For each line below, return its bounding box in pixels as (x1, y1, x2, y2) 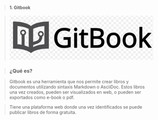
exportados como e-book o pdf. (9, 95, 75, 101)
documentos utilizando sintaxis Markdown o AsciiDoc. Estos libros (9, 84, 145, 90)
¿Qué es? (9, 67, 33, 74)
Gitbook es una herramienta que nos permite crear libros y (9, 79, 129, 85)
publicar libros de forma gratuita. (9, 110, 77, 116)
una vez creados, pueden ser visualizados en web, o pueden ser (9, 89, 142, 95)
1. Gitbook (9, 4, 31, 10)
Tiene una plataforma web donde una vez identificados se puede (9, 104, 142, 110)
